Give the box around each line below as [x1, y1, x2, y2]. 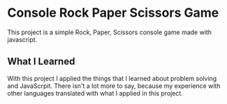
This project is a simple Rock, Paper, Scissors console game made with [7, 28, 212, 36]
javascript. [7, 35, 38, 43]
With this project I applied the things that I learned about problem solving [7, 74, 217, 82]
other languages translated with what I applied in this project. [7, 89, 183, 97]
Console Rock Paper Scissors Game [7, 5, 219, 21]
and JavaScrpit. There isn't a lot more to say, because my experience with [7, 82, 221, 90]
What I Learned [7, 56, 75, 68]
